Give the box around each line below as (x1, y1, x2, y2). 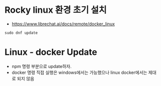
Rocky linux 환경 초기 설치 (4, 4, 107, 16)
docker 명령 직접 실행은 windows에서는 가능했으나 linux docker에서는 (11, 69, 148, 75)
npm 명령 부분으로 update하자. (11, 63, 72, 69)
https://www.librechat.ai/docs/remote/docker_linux (11, 21, 115, 27)
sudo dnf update (4, 30, 38, 35)
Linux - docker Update (4, 47, 98, 58)
